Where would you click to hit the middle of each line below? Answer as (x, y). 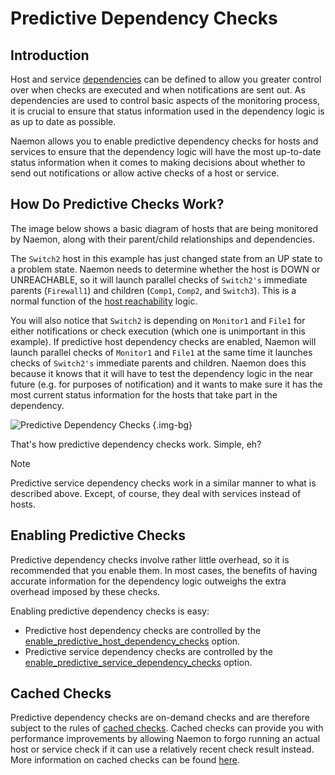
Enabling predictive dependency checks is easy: (110, 611)
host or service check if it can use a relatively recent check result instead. (162, 749)
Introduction (50, 55)
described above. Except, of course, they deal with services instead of (156, 493)
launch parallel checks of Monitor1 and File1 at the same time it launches (161, 352)
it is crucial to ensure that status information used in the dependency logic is (167, 111)
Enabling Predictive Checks (98, 535)
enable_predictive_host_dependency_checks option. (132, 641)
